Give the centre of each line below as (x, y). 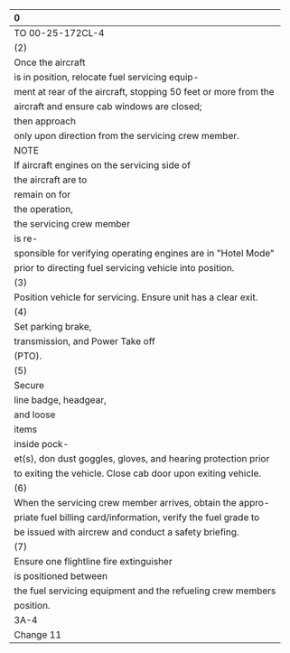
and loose (35, 415)
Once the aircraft (50, 62)
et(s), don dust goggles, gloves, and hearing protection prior (142, 458)
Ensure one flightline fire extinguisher (94, 561)
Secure (29, 385)
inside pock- (42, 444)
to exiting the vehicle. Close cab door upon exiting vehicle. (138, 473)
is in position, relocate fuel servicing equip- (107, 77)
